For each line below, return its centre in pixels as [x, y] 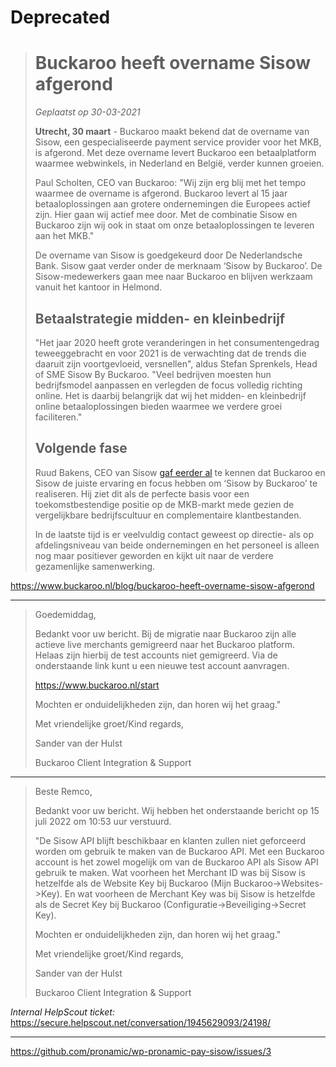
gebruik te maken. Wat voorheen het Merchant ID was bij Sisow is [170, 872]
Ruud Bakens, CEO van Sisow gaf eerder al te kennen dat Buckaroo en [180, 472]
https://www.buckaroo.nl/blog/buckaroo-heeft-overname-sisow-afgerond [162, 585]
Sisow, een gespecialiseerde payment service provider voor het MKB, [178, 142]
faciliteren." [58, 417]
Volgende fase [81, 448]
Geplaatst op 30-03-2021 [87, 112]
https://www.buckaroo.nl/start [97, 685]
